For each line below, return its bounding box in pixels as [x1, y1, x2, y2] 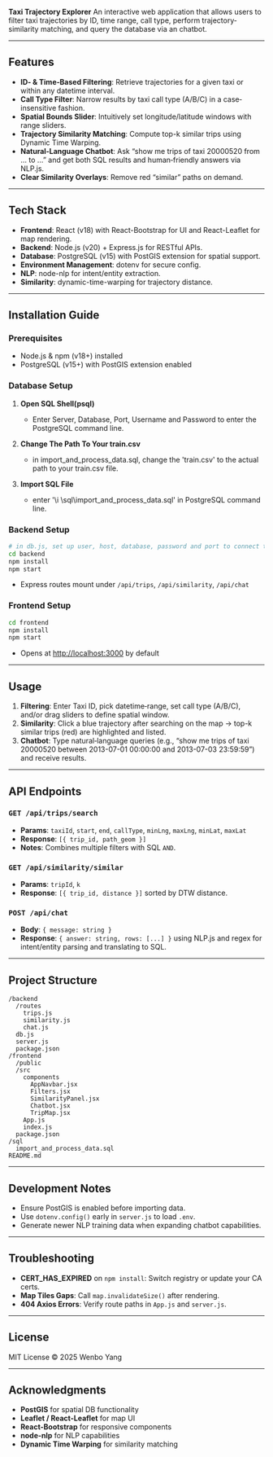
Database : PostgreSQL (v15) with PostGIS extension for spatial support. [19, 251, 261, 261]
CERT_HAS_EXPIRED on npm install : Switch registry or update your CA [19, 1273, 262, 1283]
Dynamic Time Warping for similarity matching [19, 1439, 179, 1449]
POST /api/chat [8, 908, 69, 918]
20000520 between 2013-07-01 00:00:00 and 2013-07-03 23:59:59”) [19, 744, 255, 754]
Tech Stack [8, 204, 67, 217]
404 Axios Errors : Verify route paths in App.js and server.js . [19, 1299, 227, 1309]
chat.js [23, 1024, 49, 1032]
